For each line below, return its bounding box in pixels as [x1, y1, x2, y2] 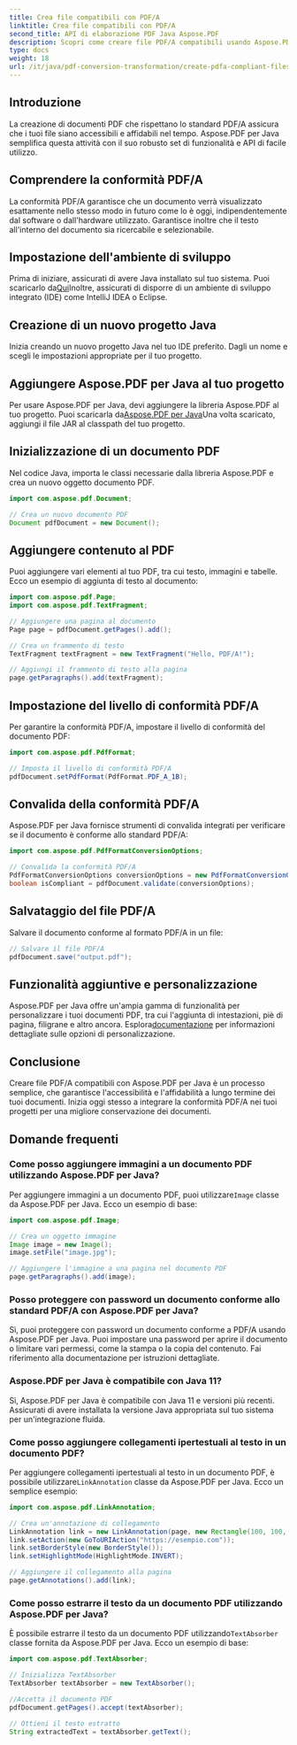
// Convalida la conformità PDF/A [9, 863, 137, 872]
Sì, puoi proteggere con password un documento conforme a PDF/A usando [9, 1325, 286, 1335]
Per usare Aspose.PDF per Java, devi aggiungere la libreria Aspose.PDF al [9, 399, 279, 410]
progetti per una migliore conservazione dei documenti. [9, 1106, 212, 1117]
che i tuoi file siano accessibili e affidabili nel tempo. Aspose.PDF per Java [9, 127, 280, 138]
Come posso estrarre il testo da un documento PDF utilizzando [9, 1596, 283, 1609]
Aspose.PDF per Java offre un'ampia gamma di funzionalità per [9, 1001, 240, 1011]
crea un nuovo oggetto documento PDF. [9, 477, 155, 488]
